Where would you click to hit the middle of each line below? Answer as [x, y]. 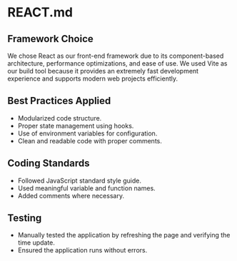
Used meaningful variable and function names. [86, 188]
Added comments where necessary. [71, 195]
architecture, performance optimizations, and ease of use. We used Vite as [117, 63]
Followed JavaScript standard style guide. [79, 180]
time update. [36, 242]
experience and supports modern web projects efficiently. [93, 78]
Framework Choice [51, 39]
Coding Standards [49, 164]
